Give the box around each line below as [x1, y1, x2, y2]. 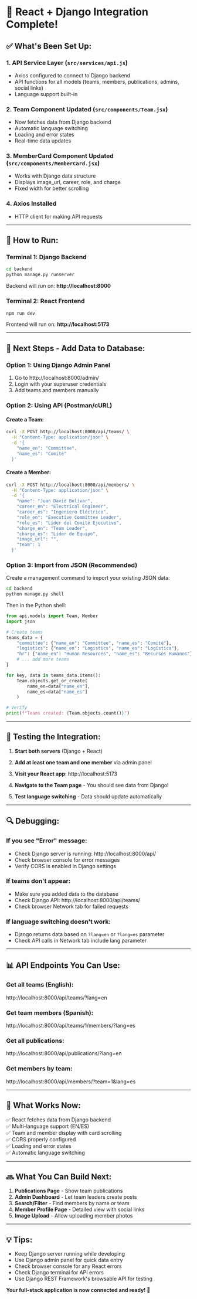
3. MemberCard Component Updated [6, 152, 114, 160]
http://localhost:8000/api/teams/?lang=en [6, 994, 107, 1001]
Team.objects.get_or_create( [16, 678, 88, 683]
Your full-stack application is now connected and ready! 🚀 [6, 1287, 151, 1294]
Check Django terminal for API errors [14, 1269, 104, 1276]
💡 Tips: [6, 1235, 33, 1244]
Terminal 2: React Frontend [6, 297, 85, 305]
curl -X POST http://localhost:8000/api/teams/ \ [6, 429, 130, 435]
